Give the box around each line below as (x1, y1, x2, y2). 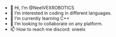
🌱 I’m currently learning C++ (10, 15, 70, 21)
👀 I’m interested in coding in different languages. (10, 10, 112, 16)
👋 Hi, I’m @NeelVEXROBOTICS (10, 5, 75, 10)
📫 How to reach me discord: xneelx (10, 26, 85, 32)
